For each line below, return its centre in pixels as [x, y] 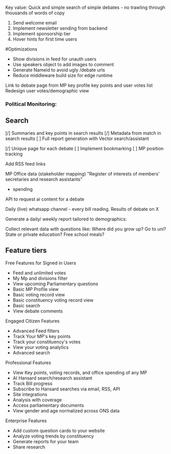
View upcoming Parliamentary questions [55, 284]
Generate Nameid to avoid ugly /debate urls [59, 70]
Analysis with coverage [37, 400]
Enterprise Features [26, 421]
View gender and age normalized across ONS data [66, 410]
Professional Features [28, 362]
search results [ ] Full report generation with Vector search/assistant [77, 139]
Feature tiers [26, 251]
